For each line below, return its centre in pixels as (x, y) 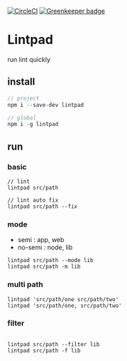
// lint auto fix (33, 200)
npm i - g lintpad (33, 125)
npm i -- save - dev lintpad (45, 105)
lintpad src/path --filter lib (54, 344)
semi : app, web (41, 240)
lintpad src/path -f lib (44, 350)
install (21, 82)
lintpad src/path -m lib (44, 267)
